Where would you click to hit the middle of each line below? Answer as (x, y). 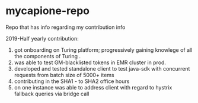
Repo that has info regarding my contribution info (66, 27)
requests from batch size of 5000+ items (64, 75)
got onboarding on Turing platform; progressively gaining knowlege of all (103, 50)
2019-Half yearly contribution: (42, 38)
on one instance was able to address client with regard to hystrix (93, 87)
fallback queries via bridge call (52, 94)
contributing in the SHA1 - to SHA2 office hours (72, 81)
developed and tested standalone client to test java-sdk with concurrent (102, 68)
